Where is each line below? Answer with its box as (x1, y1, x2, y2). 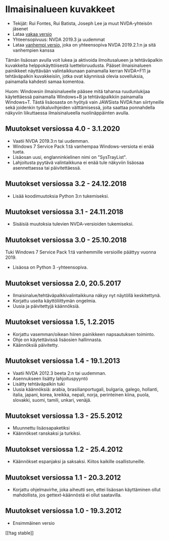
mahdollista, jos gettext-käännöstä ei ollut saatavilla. (12, 492, 122, 498)
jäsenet (12, 25, 28, 31)
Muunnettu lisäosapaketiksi (12, 425, 70, 431)
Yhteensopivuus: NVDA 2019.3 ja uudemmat (12, 36, 105, 43)
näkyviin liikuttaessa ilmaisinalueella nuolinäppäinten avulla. (5, 110, 130, 116)
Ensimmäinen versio (12, 520, 55, 526)
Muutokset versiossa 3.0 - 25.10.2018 (5, 235, 127, 244)
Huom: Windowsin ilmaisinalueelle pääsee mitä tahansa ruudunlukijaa (5, 88, 150, 94)
